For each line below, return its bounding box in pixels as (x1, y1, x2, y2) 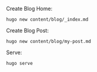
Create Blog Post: (6, 27, 49, 34)
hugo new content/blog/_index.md (6, 17, 89, 23)
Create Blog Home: (6, 5, 53, 12)
